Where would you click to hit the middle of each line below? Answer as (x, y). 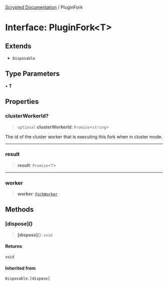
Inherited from (20, 268)
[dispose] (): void (35, 235)
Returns (14, 246)
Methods (19, 209)
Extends (18, 46)
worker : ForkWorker (37, 194)
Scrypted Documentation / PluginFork (44, 7)
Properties (22, 102)
